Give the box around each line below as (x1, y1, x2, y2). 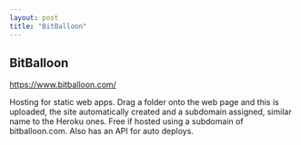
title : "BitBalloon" (9, 22, 88, 31)
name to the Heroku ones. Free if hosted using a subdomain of (9, 116, 244, 127)
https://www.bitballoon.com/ (9, 79, 116, 91)
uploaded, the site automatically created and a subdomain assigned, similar (9, 106, 293, 118)
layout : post (9, 13, 59, 23)
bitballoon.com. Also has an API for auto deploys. (9, 126, 194, 137)
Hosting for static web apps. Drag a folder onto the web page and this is (9, 97, 279, 108)
